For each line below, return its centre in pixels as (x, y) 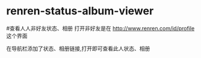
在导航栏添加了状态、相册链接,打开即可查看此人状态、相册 (78, 48)
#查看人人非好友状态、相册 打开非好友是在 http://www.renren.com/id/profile (100, 28)
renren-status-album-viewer (80, 11)
